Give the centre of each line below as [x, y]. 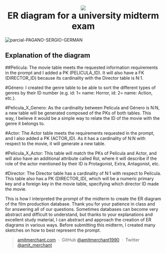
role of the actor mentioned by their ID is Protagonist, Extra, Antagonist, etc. [83, 163]
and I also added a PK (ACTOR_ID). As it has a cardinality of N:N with [75, 138]
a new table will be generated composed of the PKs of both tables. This [78, 113]
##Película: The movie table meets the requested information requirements [82, 67]
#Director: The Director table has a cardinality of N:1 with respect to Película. [83, 173]
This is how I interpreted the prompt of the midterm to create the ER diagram [83, 199]
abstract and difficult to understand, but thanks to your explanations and [79, 214]
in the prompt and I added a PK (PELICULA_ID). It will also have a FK [75, 73]
